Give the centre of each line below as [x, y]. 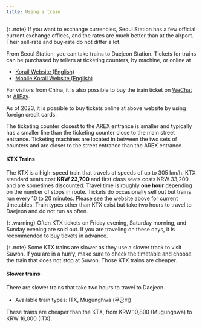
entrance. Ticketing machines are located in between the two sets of [92, 139]
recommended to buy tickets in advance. [57, 236]
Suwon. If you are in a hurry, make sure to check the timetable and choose [99, 254]
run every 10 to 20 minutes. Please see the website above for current [92, 198]
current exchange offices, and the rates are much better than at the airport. [100, 35]
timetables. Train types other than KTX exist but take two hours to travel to [99, 204]
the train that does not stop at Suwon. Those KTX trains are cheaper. [92, 260]
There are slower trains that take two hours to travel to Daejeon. [86, 288]
